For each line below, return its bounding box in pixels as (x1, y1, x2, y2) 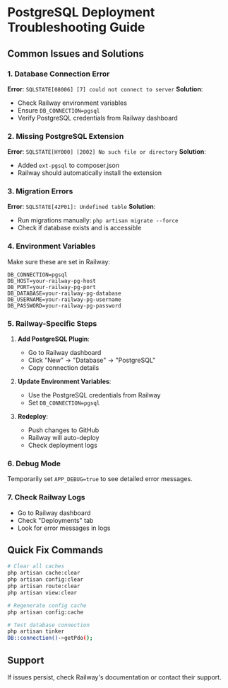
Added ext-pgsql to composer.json (17, 161, 120, 170)
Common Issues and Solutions (7, 47, 145, 60)
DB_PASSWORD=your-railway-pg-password (7, 302, 121, 309)
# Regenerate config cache (7, 602, 87, 609)
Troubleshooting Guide (7, 19, 145, 35)
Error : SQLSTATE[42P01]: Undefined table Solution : (7, 203, 156, 211)
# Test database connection (7, 621, 90, 628)
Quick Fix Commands (7, 544, 104, 556)
